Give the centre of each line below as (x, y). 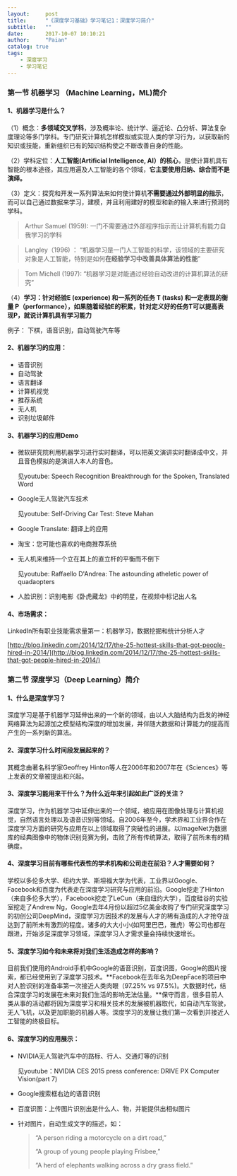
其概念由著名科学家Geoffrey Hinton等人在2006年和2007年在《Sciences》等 (117, 767)
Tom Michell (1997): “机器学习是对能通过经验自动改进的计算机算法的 (123, 274)
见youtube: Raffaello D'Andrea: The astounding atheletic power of (113, 574)
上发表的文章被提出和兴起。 (48, 776)
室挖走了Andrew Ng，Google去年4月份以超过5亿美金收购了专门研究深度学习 (118, 907)
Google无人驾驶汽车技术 (53, 499)
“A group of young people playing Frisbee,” (98, 1151)
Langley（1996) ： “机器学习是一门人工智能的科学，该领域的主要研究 (124, 250)
